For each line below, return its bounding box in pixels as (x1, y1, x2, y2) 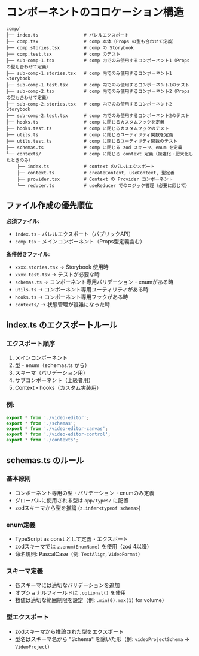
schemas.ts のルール (6, 455, 85, 465)
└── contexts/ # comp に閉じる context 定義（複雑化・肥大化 (6, 151, 189, 157)
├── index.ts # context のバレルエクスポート (17, 163, 155, 170)
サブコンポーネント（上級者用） (14, 377, 94, 384)
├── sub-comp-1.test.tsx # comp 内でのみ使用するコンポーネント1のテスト (6, 82, 190, 88)
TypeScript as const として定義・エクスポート (14, 535, 128, 543)
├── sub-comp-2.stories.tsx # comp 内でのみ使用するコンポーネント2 (6, 101, 172, 107)
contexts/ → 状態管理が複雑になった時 (14, 300, 111, 308)
